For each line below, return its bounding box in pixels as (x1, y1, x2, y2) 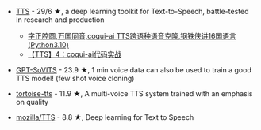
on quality (15, 98, 49, 106)
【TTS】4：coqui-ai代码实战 (27, 50, 122, 58)
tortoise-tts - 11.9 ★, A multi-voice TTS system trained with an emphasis (15, 89, 253, 98)
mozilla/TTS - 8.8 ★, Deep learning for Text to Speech (15, 113, 194, 121)
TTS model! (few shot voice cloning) (15, 74, 135, 83)
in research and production (15, 15, 105, 24)
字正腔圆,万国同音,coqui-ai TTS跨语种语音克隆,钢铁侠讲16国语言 (27, 32, 236, 40)
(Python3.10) (27, 40, 70, 50)
